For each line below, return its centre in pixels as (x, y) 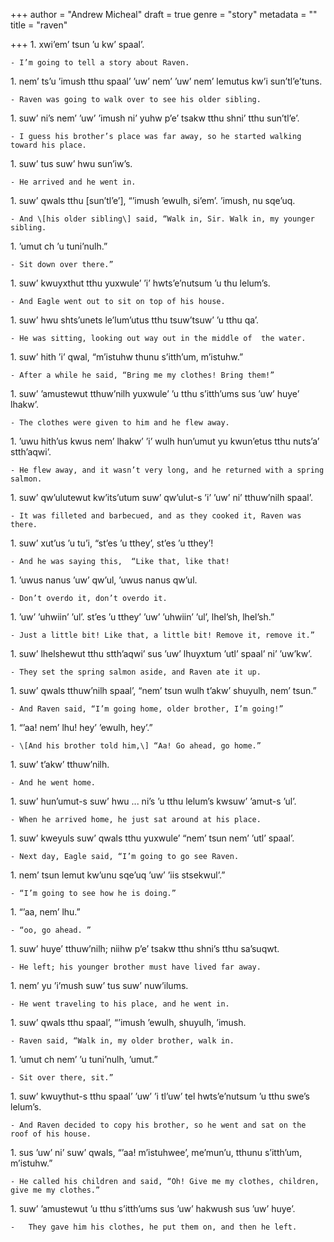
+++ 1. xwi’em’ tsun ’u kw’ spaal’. (77, 44)
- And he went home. (53, 783)
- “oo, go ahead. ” (51, 930)
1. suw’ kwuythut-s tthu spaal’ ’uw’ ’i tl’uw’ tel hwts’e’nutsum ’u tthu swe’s (160, 1096)
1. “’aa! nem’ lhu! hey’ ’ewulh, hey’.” (81, 727)
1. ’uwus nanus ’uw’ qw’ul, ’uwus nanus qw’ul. (104, 580)
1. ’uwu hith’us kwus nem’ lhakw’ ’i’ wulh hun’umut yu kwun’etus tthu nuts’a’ (165, 441)
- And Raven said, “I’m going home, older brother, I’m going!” (147, 709)
